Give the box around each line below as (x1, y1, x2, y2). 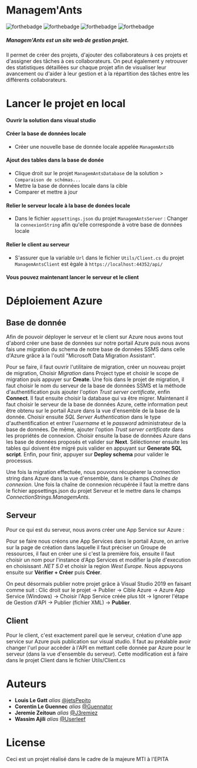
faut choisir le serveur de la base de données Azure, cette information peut (6, 401, 188, 408)
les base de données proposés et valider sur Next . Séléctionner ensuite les (6, 439, 188, 446)
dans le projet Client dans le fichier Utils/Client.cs (6, 656, 126, 663)
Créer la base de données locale (6, 130, 86, 137)
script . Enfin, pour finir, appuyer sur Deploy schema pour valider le (6, 451, 169, 458)
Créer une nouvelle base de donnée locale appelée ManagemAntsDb (14, 143, 175, 150)
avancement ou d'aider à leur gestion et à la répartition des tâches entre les (6, 70, 189, 77)
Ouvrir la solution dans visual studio (6, 116, 96, 123)
